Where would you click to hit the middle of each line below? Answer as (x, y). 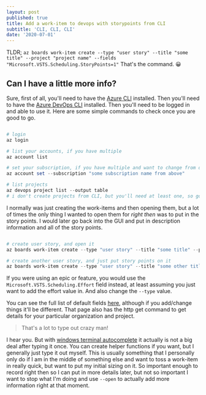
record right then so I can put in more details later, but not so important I (97, 372)
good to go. (21, 118)
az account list (27, 157)
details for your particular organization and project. (71, 316)
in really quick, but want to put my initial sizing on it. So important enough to (102, 366)
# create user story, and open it (51, 244)
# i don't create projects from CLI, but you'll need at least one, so (100, 196)
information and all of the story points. (55, 227)
